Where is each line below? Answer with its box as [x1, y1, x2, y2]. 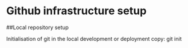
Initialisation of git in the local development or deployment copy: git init [6, 35, 182, 42]
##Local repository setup [6, 24, 69, 31]
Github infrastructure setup [6, 4, 147, 18]
